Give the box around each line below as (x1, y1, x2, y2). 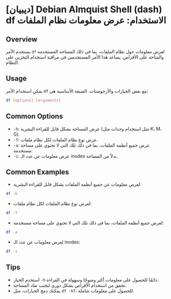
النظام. (6, 59, 19, 65)
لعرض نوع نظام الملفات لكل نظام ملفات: (13, 201, 92, 207)
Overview (6, 35, 38, 44)
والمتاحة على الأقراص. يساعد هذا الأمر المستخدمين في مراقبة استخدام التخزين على (6, 54, 164, 60)
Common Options (6, 112, 63, 121)
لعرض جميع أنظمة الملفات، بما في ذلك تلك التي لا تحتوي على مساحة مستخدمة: (13, 220, 164, 226)
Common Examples (6, 168, 70, 176)
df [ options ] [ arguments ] (6, 97, 61, 103)
